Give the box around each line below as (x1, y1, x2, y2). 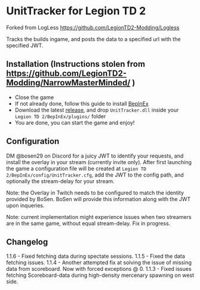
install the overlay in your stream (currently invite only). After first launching (6, 158, 192, 165)
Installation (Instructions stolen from (6, 59, 145, 69)
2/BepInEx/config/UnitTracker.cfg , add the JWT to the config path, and (6, 171, 184, 178)
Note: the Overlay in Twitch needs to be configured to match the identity (6, 189, 184, 196)
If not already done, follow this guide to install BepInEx (14, 100, 149, 107)
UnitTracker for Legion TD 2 (6, 4, 146, 18)
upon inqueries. (6, 202, 45, 209)
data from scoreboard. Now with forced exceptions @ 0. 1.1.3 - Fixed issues (6, 266, 192, 273)
